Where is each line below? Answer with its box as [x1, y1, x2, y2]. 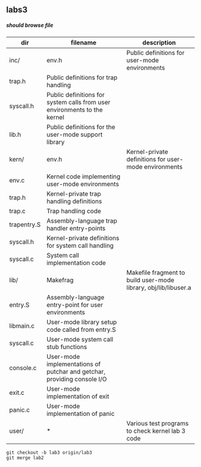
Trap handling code [46, 207, 102, 215]
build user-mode [126, 276, 175, 285]
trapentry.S [9, 220, 41, 229]
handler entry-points [46, 224, 106, 233]
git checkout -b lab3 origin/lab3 [6, 450, 93, 456]
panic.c [9, 406, 30, 414]
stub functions [46, 343, 87, 351]
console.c [9, 364, 37, 372]
